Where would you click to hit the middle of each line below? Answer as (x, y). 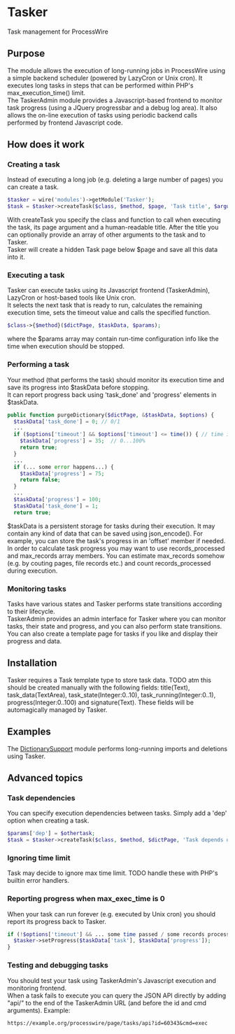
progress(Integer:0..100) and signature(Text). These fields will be (101, 702)
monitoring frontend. (37, 988)
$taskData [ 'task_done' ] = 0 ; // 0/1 (67, 421)
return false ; (40, 480)
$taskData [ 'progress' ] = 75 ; (62, 473)
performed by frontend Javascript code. (65, 123)
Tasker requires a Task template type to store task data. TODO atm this (109, 680)
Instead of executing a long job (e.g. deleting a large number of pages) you (115, 180)
